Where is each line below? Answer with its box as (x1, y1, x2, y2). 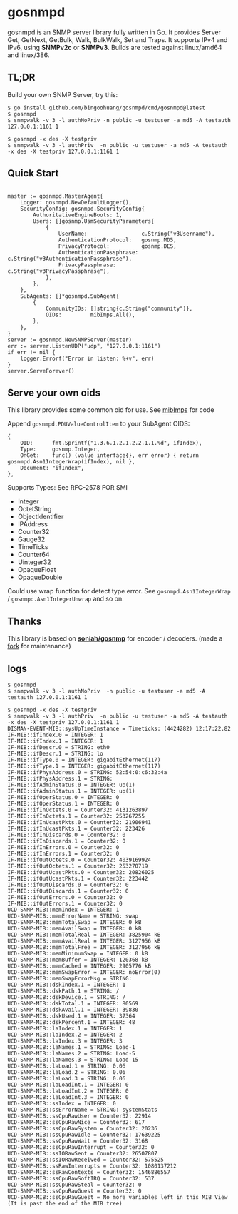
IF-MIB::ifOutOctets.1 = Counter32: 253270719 (7, 863, 148, 870)
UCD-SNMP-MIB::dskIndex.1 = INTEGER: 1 (7, 981, 126, 988)
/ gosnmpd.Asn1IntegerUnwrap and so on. (7, 594, 124, 603)
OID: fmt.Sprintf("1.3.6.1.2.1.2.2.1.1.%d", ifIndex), (20, 440, 202, 447)
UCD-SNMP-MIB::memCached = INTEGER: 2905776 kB (7, 963, 152, 970)
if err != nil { (7, 348, 56, 356)
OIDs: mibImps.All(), (45, 311, 135, 318)
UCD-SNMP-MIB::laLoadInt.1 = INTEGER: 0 (7, 1081, 130, 1088)
